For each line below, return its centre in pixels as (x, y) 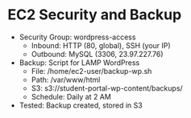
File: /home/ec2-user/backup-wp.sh (91, 71)
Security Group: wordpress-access (77, 37)
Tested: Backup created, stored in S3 (81, 105)
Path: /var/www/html (66, 79)
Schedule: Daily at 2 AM (71, 96)
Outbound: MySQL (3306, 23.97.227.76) (97, 54)
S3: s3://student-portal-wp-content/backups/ (107, 88)
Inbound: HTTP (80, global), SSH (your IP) (101, 45)
